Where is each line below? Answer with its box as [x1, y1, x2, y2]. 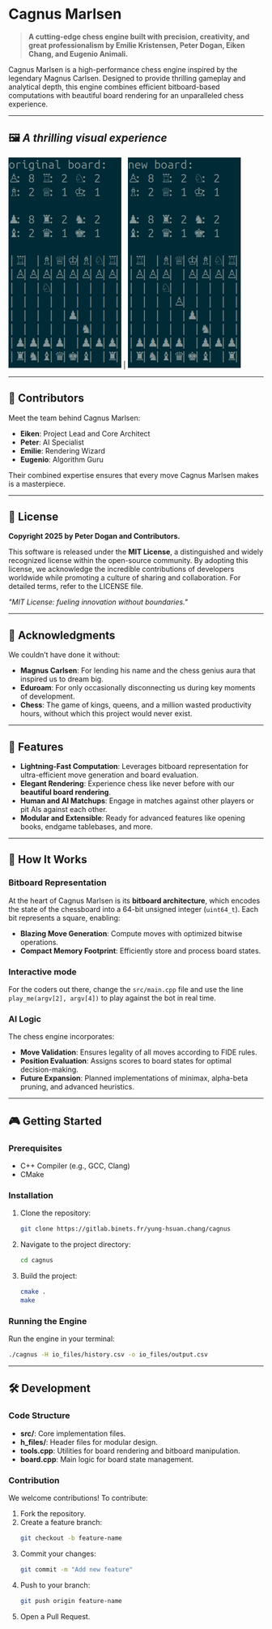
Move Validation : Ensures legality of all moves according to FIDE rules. [19, 1047, 257, 1057]
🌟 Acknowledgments [8, 628, 116, 642]
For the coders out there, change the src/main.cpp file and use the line [8, 984, 244, 994]
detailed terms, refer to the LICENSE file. [8, 582, 143, 591]
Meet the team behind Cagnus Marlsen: [8, 413, 141, 423]
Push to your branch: [19, 1580, 91, 1590]
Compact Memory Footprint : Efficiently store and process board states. [19, 946, 261, 956]
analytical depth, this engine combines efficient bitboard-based [8, 82, 220, 92]
